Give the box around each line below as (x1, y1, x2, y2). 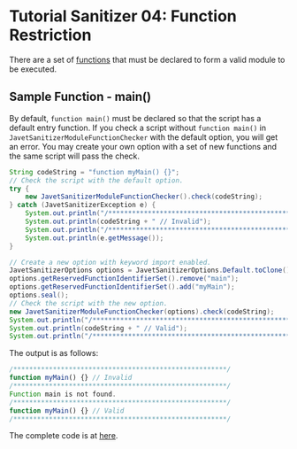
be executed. (9, 64, 57, 74)
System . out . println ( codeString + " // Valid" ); (9, 323, 188, 333)
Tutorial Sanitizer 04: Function (9, 6, 237, 27)
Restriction (9, 25, 92, 45)
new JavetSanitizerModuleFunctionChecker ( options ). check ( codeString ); (9, 307, 275, 316)
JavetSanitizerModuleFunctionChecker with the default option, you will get (9, 131, 278, 143)
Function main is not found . (9, 390, 117, 399)
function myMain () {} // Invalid (9, 374, 133, 383)
